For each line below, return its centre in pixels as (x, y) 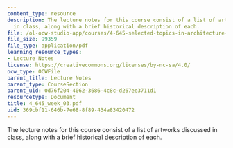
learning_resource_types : (44, 53)
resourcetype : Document (42, 98)
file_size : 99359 (32, 39)
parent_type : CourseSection (48, 84)
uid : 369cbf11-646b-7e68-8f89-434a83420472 (71, 110)
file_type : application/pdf (48, 46)
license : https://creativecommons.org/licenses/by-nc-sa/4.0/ (99, 65)
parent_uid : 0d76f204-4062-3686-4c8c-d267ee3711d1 (82, 91)
